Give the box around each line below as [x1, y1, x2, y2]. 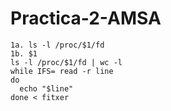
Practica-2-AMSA [10, 7, 162, 30]
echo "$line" [19, 83, 74, 94]
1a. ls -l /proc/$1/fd [10, 40, 105, 50]
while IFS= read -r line [10, 66, 114, 76]
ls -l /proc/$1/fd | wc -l [10, 57, 123, 67]
